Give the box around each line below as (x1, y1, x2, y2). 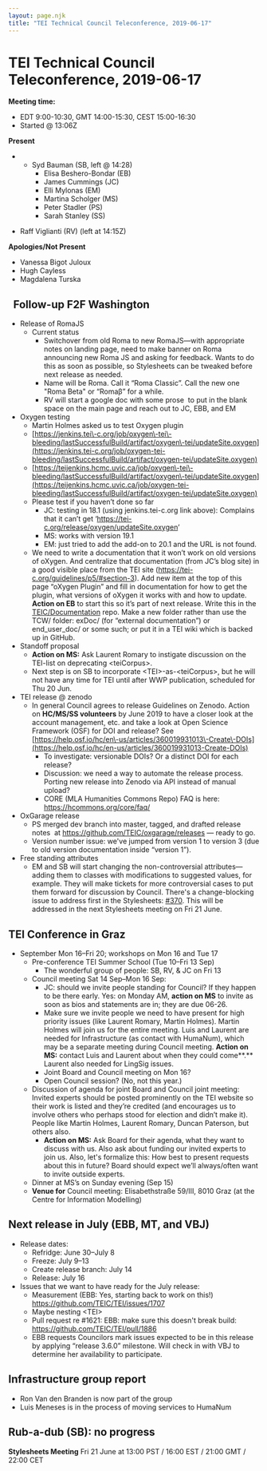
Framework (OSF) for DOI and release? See (31, 726, 174, 735)
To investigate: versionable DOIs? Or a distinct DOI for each (43, 751, 239, 761)
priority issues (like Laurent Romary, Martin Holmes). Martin (43, 1017, 240, 1026)
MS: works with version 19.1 (43, 531, 134, 541)
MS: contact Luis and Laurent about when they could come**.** (43, 1051, 253, 1061)
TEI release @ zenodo (19, 692, 92, 702)
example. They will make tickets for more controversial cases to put (31, 879, 253, 889)
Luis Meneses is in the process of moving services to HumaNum (19, 1402, 232, 1412)
